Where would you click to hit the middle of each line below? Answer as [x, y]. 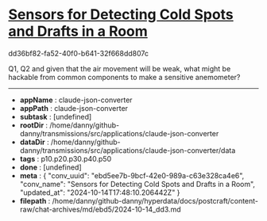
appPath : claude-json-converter [74, 108]
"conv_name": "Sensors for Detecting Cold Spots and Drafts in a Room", [137, 184]
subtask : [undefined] [56, 116]
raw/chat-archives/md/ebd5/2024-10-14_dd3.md [100, 209]
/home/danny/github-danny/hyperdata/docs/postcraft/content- [155, 200]
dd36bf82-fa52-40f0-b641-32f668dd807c [79, 53]
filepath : [35, 200]
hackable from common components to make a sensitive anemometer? [124, 77]
